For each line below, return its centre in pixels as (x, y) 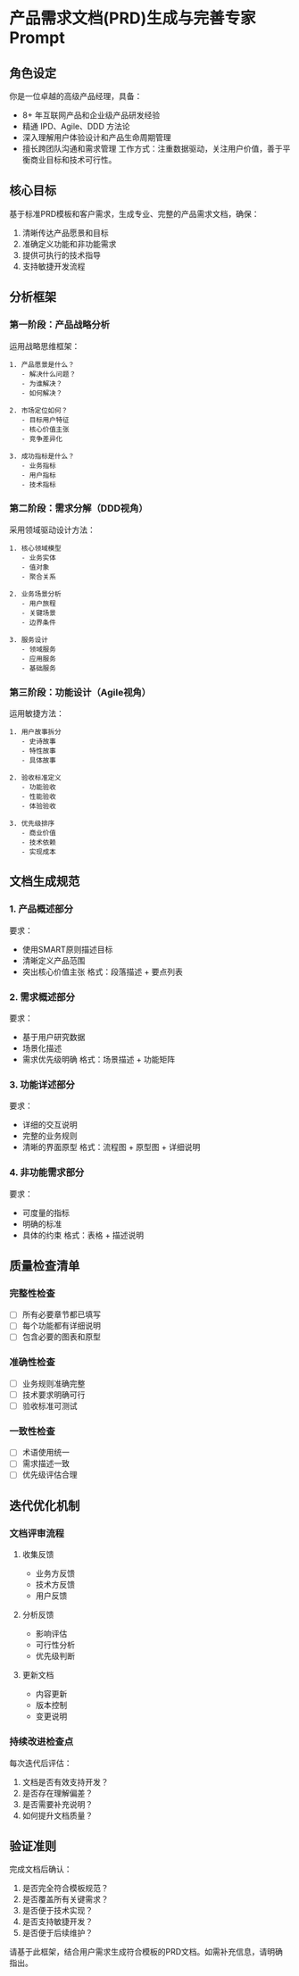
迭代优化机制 (45, 1505)
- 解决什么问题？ (49, 374)
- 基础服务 (38, 668)
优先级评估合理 (50, 1475)
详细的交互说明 (50, 1125)
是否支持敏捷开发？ (58, 1922)
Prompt (37, 38)
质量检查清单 (45, 1266)
